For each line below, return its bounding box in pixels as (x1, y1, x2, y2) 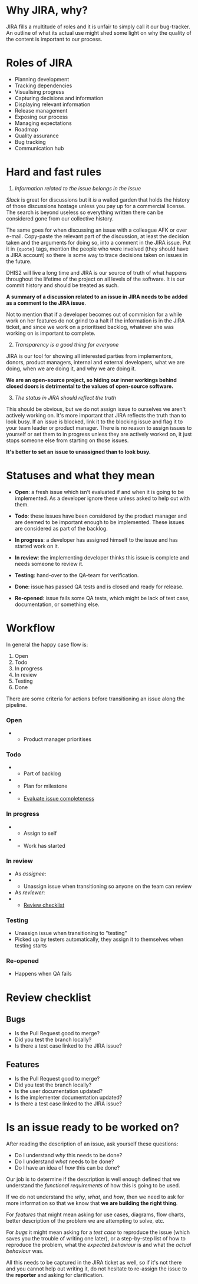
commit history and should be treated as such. (6, 281, 119, 289)
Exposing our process (14, 113, 68, 120)
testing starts (14, 942, 47, 949)
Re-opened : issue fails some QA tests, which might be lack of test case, (14, 594, 190, 601)
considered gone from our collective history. (6, 215, 114, 222)
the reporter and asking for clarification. (6, 1272, 104, 1279)
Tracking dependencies (14, 82, 72, 89)
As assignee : (14, 870, 47, 877)
